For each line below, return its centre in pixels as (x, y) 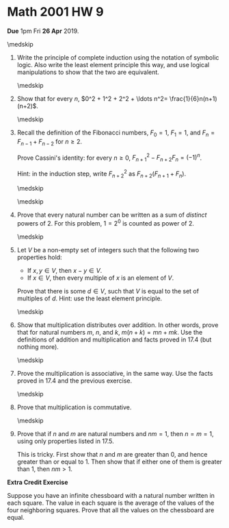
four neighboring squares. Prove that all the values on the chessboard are (111, 510)
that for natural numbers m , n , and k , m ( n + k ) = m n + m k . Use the (110, 333)
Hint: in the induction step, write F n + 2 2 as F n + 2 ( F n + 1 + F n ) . (102, 173)
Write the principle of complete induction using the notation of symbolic (118, 57)
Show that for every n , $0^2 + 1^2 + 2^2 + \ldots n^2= (93, 98)
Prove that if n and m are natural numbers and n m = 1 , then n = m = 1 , (115, 434)
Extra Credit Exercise (38, 482)
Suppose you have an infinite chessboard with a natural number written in (111, 496)
